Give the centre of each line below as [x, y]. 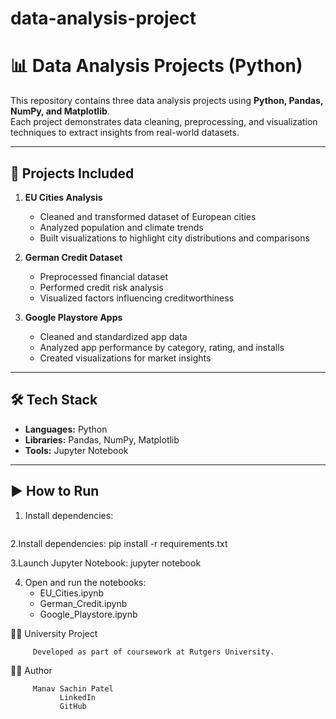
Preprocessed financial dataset [103, 276]
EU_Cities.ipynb [72, 593]
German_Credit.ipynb [83, 603]
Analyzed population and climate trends [121, 227]
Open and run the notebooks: [85, 582]
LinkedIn [78, 697]
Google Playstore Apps [73, 317]
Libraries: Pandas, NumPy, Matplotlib [102, 439]
